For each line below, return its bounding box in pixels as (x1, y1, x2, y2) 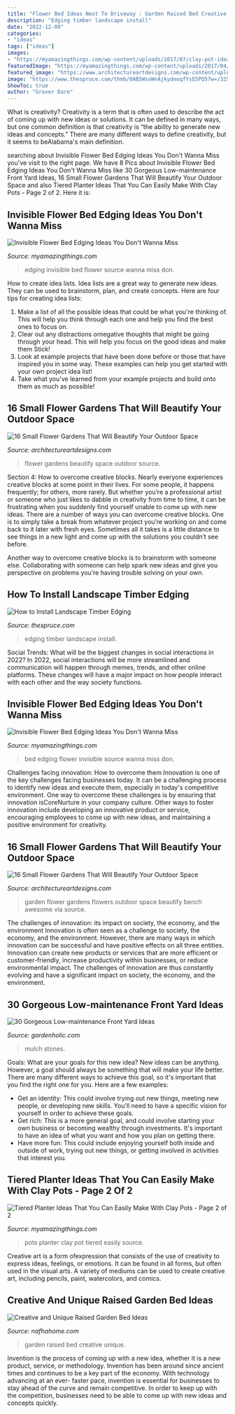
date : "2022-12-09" (7, 23, 64, 30)
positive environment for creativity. (7, 821, 108, 829)
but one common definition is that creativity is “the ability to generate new (7, 123, 220, 131)
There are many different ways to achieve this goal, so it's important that (7, 1073, 217, 1081)
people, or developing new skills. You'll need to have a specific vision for (17, 1102, 227, 1110)
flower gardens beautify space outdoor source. (24, 459, 161, 467)
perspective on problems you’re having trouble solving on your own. (7, 568, 204, 577)
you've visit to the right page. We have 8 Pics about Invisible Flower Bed (7, 159, 215, 167)
